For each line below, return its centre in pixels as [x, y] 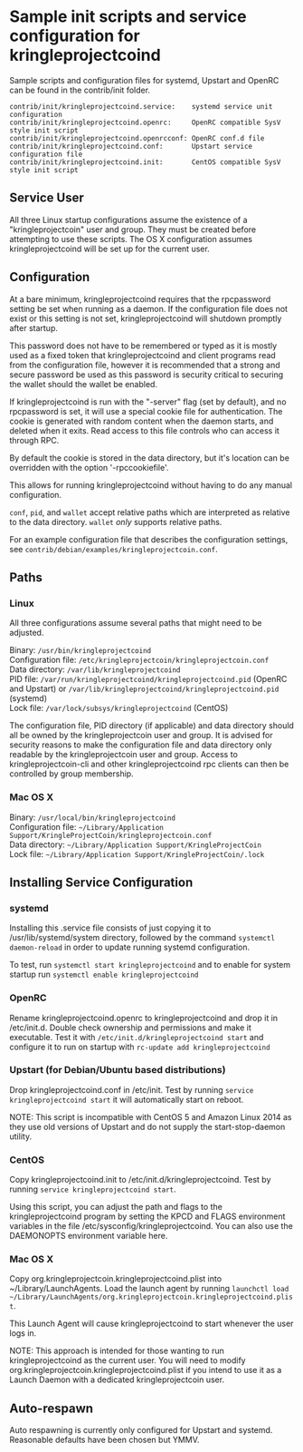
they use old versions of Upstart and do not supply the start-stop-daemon [147, 1126]
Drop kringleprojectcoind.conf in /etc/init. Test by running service [132, 1089]
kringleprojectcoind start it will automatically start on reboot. [127, 1099]
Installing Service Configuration [101, 882]
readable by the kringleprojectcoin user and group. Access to [123, 755]
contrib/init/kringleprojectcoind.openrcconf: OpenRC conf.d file [137, 138]
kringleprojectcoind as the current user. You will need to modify [128, 1360]
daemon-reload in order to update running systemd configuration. [130, 947]
